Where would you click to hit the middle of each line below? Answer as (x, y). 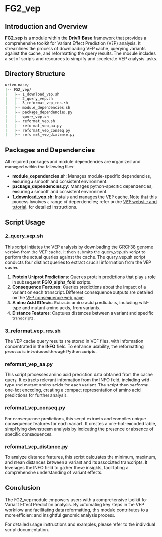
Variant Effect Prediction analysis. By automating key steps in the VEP (75, 504)
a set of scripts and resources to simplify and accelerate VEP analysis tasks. (81, 59)
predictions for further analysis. (36, 395)
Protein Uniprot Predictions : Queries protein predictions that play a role (84, 277)
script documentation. (27, 529)
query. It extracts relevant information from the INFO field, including (73, 380)
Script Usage (25, 222)
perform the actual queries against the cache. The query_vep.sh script (75, 257)
